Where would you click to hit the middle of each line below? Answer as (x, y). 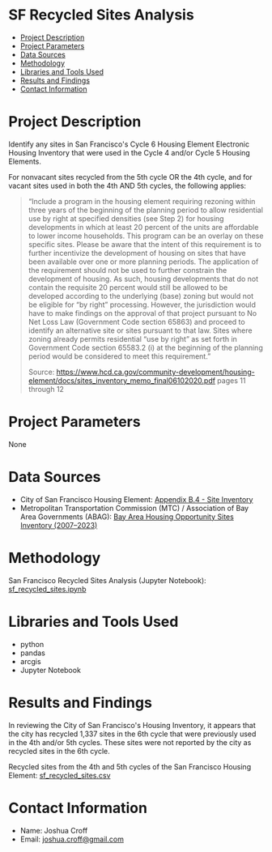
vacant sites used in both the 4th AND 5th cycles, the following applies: (127, 185)
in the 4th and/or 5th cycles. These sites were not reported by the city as (130, 742)
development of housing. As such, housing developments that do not (143, 279)
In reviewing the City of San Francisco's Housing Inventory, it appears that (132, 725)
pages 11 (232, 380)
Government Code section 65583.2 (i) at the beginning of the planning (145, 347)
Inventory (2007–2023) (59, 525)
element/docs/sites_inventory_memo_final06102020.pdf (122, 380)
